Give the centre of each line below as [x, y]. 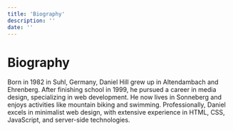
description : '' [31, 21]
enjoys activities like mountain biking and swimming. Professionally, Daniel [116, 105]
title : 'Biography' [36, 14]
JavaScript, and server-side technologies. [69, 120]
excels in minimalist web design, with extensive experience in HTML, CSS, [116, 112]
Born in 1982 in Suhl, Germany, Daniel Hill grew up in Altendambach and [113, 82]
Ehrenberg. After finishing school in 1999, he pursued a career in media [112, 90]
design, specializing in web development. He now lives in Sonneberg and [115, 98]
